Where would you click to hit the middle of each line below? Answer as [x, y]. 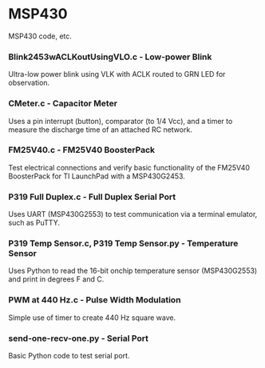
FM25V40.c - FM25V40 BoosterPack [82, 150]
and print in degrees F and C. [56, 279]
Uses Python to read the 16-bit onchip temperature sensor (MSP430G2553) [133, 271]
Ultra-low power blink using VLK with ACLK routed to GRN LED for [117, 74]
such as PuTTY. [34, 223]
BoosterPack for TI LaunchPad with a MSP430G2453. [97, 176]
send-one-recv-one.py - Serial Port [79, 338]
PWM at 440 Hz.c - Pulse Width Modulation [95, 300]
